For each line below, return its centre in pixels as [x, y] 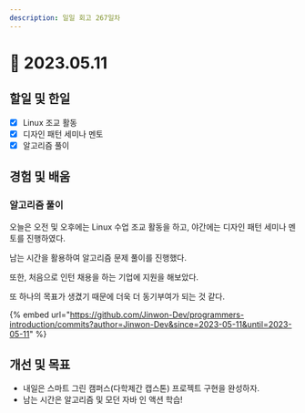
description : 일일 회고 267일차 [65, 18]
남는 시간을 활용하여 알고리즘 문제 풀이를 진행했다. [98, 257]
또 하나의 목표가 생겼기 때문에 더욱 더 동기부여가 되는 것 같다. [117, 296]
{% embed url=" [40, 315]
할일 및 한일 [40, 99]
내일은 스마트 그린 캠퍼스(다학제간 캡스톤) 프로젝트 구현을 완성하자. [141, 388]
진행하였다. [46, 238]
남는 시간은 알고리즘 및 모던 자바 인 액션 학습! [103, 400]
